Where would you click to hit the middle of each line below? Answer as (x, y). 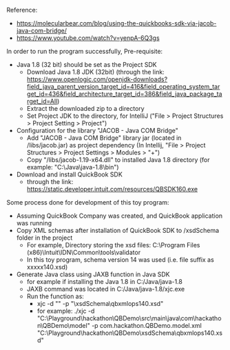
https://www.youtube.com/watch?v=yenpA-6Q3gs (88, 38)
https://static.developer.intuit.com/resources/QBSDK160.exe (112, 189)
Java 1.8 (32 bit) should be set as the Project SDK (86, 64)
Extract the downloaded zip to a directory (86, 109)
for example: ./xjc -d (66, 311)
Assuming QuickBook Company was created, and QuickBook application (119, 216)
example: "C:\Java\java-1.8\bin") (73, 167)
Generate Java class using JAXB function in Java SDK (93, 274)
